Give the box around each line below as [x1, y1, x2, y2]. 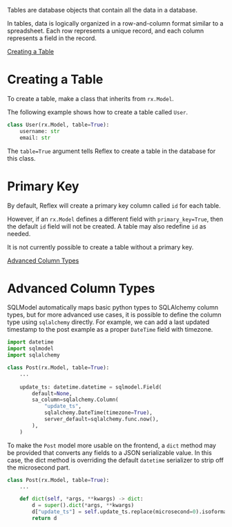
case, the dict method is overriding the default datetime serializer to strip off [7, 456, 224, 464]
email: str [19, 134, 51, 141]
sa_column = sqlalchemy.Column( [32, 396, 119, 404]
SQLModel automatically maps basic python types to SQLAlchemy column [7, 303, 219, 312]
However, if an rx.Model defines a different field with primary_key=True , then [7, 215, 224, 223]
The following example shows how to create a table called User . [7, 107, 188, 116]
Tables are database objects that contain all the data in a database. [7, 6, 198, 14]
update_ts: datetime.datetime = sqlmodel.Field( [19, 384, 162, 391]
